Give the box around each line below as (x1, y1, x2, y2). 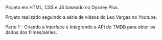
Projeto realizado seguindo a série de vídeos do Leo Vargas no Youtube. (5, 14, 157, 20)
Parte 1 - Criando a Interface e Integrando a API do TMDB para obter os (5, 24, 156, 30)
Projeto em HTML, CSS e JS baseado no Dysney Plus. (5, 5, 119, 10)
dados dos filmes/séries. (5, 29, 57, 35)
